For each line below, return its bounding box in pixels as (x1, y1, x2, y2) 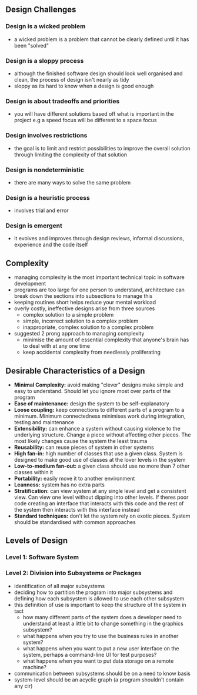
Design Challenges (5, 5, 76, 15)
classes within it (14, 469, 54, 476)
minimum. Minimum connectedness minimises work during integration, (14, 412, 186, 419)
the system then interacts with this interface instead (14, 506, 140, 513)
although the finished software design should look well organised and (14, 70, 183, 77)
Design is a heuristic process (5, 193, 91, 202)
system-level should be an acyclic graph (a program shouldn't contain (14, 676, 184, 683)
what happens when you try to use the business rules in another (22, 632, 179, 639)
